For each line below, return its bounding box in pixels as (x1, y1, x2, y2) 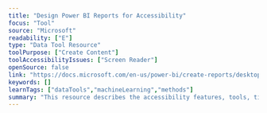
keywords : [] (8, 78, 52, 86)
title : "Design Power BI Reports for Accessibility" (8, 11, 187, 20)
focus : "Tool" (8, 19, 56, 27)
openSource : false (8, 64, 69, 72)
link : (8, 71, 26, 79)
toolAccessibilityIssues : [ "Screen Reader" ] (8, 56, 158, 64)
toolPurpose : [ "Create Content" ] (8, 49, 119, 56)
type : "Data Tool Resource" (8, 41, 102, 49)
